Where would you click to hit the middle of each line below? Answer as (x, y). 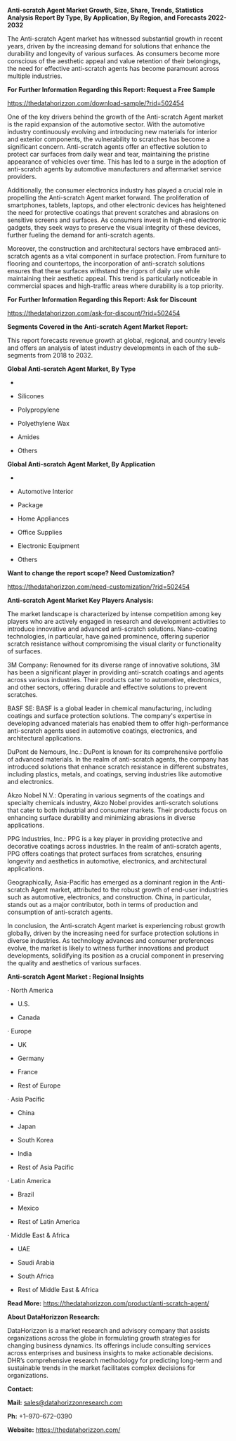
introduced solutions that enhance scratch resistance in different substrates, (118, 767)
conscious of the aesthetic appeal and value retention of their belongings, (114, 61)
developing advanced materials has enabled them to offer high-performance (118, 723)
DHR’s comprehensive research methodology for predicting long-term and (115, 1360)
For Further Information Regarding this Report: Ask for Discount (102, 299)
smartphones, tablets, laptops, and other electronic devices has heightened (117, 205)
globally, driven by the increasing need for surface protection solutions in (113, 933)
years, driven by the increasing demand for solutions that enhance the (109, 46)
